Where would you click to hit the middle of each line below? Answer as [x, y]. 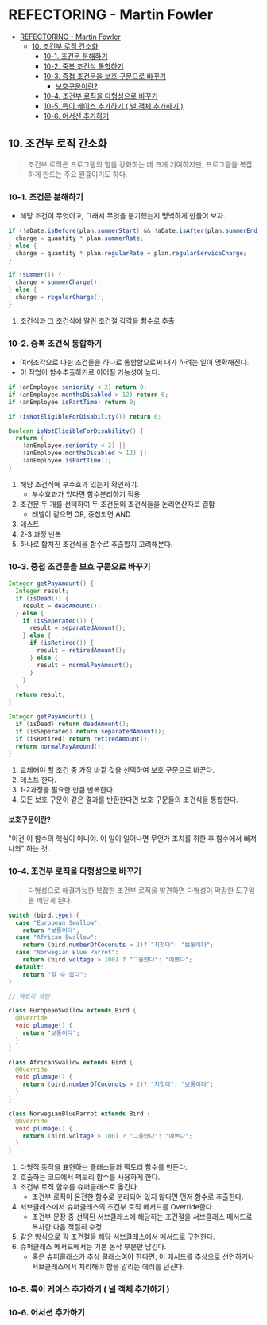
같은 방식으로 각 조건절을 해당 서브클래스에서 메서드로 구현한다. [118, 1237]
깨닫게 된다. [54, 900]
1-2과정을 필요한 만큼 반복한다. [67, 790]
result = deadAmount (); [62, 606]
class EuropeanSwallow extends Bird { [72, 1011]
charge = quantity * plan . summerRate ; [80, 238]
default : [30, 967]
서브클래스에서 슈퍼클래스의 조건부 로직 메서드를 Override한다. [117, 1207]
